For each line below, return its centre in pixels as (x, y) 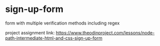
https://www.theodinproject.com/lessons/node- (105, 32)
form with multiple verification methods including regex (62, 23)
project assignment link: (30, 32)
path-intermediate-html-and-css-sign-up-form (54, 38)
